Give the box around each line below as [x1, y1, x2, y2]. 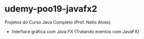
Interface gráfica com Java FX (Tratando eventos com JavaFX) [11, 28, 140, 34]
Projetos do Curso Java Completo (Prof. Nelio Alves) [4, 19, 111, 25]
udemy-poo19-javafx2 [4, 3, 98, 14]
